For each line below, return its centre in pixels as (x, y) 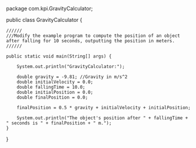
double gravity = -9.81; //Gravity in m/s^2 (72, 77)
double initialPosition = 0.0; (55, 92)
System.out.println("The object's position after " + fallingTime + (102, 118)
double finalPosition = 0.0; (52, 97)
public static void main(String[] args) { (59, 56)
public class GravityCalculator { (44, 20)
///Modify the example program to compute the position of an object (93, 36)
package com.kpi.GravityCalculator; (49, 9)
